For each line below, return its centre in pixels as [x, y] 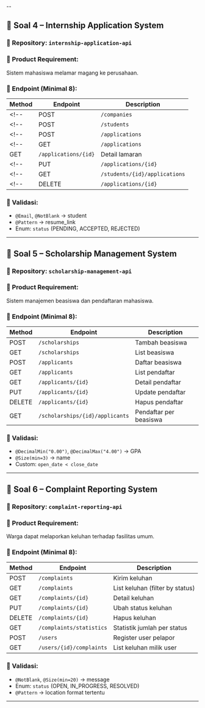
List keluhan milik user [145, 648]
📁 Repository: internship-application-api [69, 43]
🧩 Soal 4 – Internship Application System [85, 25]
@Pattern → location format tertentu [60, 692]
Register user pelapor [144, 638]
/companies [116, 114]
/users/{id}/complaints [73, 648]
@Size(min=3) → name [43, 458]
